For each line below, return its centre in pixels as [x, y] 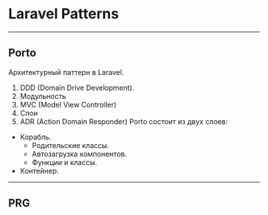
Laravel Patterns [64, 14]
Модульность [43, 96]
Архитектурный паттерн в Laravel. [66, 72]
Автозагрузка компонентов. [79, 154]
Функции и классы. [64, 162]
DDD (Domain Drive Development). [77, 88]
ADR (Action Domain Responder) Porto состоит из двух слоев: [124, 121]
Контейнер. [39, 170]
